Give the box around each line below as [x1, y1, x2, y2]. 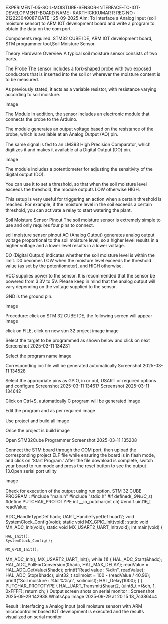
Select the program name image [5, 353, 72, 359]
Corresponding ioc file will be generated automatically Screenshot [5, 363, 142, 368]
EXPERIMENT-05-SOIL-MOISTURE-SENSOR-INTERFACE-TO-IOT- [5, 5, 141, 10]
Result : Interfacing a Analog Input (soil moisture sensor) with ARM [5, 603, 143, 609]
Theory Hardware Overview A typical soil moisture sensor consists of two [5, 50, 157, 56]
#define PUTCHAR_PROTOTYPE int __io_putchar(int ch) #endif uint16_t [5, 499, 151, 504]
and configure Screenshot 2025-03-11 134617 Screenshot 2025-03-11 [5, 383, 149, 389]
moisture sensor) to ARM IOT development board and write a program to [5, 20, 155, 26]
